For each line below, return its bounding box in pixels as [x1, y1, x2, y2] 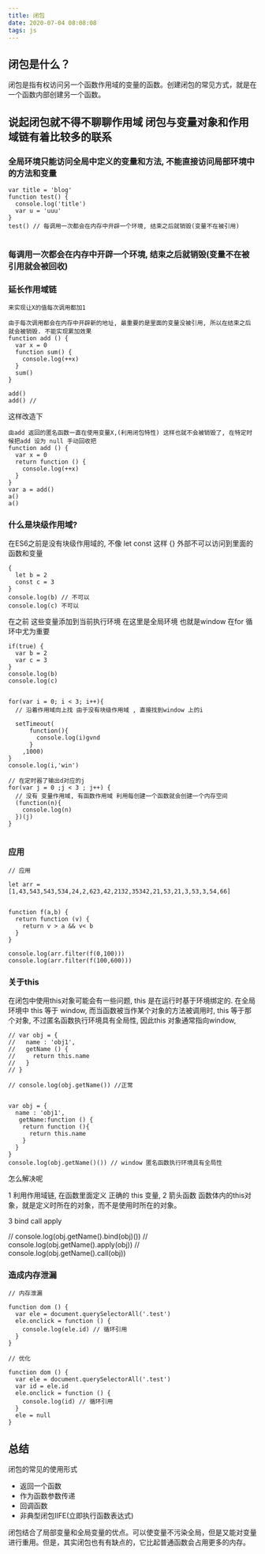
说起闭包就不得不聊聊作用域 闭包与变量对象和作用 [8, 115, 249, 129]
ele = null [15, 1412, 51, 1420]
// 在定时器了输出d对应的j [8, 777, 85, 785]
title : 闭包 [8, 11, 45, 20]
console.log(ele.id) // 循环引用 [22, 1325, 128, 1333]
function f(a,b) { [8, 908, 69, 916]
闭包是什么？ [8, 57, 71, 71]
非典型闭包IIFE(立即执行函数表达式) [19, 1511, 134, 1521]
